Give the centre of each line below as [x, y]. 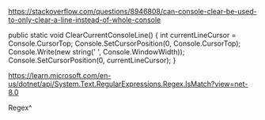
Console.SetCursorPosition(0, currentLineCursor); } [92, 60]
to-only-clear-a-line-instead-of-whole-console [85, 20]
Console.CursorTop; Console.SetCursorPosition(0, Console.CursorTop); [125, 43]
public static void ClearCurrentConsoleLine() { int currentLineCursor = [122, 35]
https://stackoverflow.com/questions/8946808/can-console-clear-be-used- [132, 11]
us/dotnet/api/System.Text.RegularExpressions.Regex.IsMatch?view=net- [128, 84]
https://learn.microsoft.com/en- [60, 75]
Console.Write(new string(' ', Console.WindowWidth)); [97, 52]
